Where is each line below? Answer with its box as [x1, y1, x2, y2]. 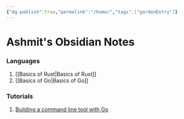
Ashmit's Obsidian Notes [6, 35, 135, 49]
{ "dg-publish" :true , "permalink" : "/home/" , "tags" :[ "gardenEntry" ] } [6, 8, 178, 15]
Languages [6, 56, 41, 65]
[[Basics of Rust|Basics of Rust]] [15, 70, 97, 78]
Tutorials [6, 92, 33, 101]
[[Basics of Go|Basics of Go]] [15, 77, 89, 84]
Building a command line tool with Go [15, 106, 109, 113]
